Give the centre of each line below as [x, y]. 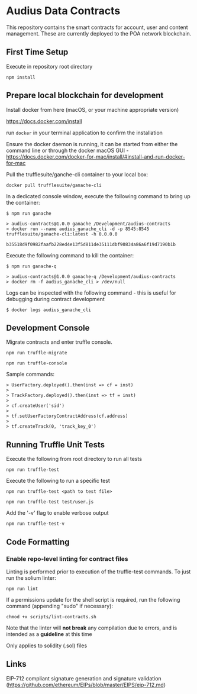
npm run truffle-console [37, 363]
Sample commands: [30, 375]
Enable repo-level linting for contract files [67, 559]
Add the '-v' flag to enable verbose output [57, 513]
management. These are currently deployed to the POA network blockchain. [99, 33]
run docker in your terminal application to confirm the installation [84, 133]
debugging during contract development [56, 299]
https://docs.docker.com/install [44, 121]
